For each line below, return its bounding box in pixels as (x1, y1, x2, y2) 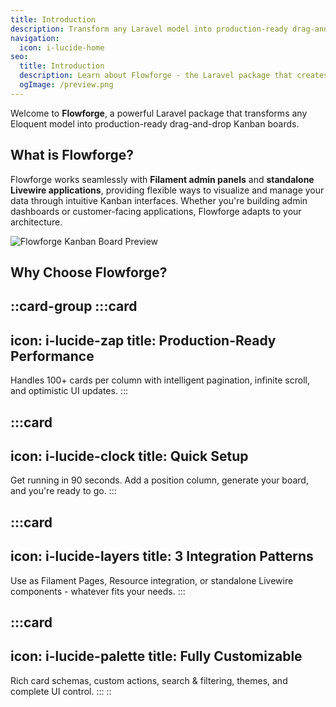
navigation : (10, 33, 60, 43)
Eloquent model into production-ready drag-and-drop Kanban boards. (10, 117, 300, 130)
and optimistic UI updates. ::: (10, 385, 128, 397)
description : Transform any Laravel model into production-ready (10, 24, 288, 34)
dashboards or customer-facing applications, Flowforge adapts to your (10, 205, 302, 217)
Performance (10, 347, 95, 365)
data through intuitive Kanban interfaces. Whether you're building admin (10, 194, 308, 206)
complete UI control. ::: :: (10, 685, 112, 697)
